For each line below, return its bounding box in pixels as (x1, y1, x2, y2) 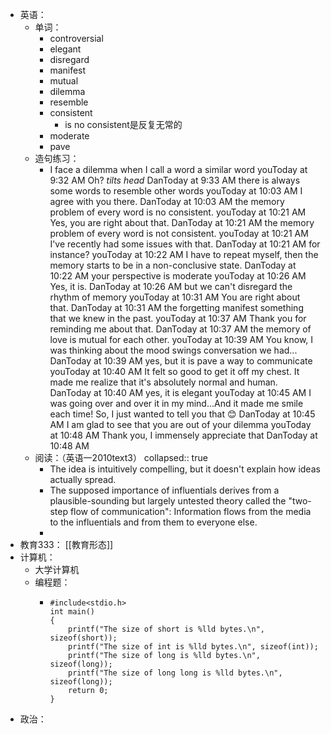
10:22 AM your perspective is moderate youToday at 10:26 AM (49, 270, 307, 282)
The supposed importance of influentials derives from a (49, 484, 280, 496)
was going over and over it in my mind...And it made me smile (49, 398, 304, 409)
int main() (49, 607, 95, 617)
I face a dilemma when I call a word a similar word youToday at (49, 164, 308, 175)
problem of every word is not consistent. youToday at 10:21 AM (49, 228, 309, 239)
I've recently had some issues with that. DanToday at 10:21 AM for (49, 238, 321, 250)
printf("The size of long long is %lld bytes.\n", (68, 668, 283, 678)
